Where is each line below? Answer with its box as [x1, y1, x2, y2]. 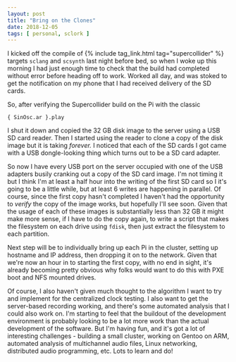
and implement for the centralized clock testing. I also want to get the [7, 294, 209, 303]
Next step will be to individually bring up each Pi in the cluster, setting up [7, 244, 218, 252]
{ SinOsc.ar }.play [7, 114, 65, 121]
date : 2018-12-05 [7, 23, 58, 30]
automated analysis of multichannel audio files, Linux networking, [7, 339, 198, 348]
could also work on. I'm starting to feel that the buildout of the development [7, 309, 227, 318]
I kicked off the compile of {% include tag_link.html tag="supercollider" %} [7, 49, 224, 58]
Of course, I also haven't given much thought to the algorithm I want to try [7, 287, 222, 296]
